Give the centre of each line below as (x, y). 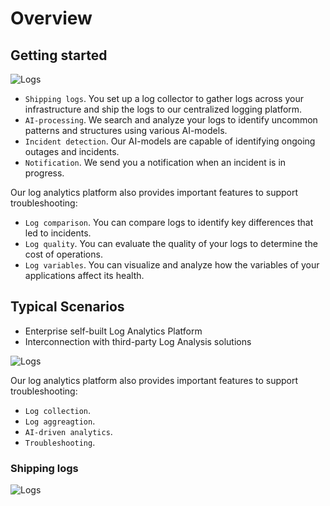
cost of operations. (63, 254)
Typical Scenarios (67, 307)
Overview (51, 18)
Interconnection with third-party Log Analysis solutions (138, 341)
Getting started (59, 55)
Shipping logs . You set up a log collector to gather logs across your (164, 98)
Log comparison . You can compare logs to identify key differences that (169, 222)
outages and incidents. (72, 151)
